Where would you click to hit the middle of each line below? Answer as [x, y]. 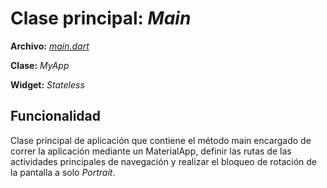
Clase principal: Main [101, 18]
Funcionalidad [56, 116]
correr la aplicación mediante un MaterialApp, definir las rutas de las [151, 151]
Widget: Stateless [47, 84]
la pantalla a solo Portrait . [63, 172]
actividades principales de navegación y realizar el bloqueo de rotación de [163, 161]
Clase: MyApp [40, 65]
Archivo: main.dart [50, 46]
